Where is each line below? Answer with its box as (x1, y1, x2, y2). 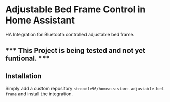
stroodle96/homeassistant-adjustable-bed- (73, 86, 165, 92)
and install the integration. (17, 91, 73, 97)
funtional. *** (5, 54, 50, 63)
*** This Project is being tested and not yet (5, 46, 146, 55)
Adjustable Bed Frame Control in (5, 4, 146, 15)
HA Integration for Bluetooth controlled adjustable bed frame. (5, 31, 135, 37)
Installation (5, 72, 42, 80)
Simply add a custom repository (5, 86, 73, 92)
